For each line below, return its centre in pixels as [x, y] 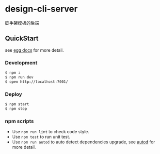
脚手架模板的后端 [22, 23]
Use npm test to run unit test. [41, 137]
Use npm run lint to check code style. [51, 132]
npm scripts [19, 121]
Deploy [14, 94]
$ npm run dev [19, 77]
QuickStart [22, 38]
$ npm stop [16, 108]
